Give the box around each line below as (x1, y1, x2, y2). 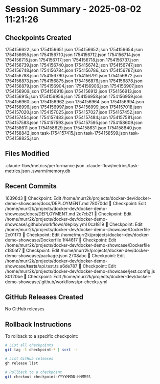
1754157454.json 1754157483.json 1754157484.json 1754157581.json (5, 115, 142, 120)
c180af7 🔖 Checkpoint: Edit (5, 247, 60, 253)
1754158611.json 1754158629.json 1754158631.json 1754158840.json (5, 125, 142, 131)
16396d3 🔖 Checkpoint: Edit (5, 195, 62, 201)
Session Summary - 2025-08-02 (5, 3, 141, 15)
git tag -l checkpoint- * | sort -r (5, 348, 78, 353)
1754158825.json (5, 135, 39, 141)
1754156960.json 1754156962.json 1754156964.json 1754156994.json (5, 99, 144, 104)
